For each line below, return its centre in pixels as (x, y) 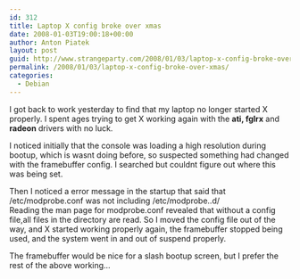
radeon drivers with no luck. (61, 128)
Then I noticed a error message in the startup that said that (117, 191)
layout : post (33, 51)
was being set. (36, 174)
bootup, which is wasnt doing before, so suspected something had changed (149, 155)
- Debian (33, 84)
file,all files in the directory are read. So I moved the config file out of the (142, 219)
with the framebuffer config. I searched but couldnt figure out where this (143, 164)
